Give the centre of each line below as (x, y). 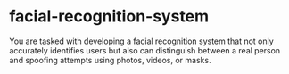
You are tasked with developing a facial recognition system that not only (141, 41)
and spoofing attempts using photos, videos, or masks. (110, 60)
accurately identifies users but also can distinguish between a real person (145, 50)
